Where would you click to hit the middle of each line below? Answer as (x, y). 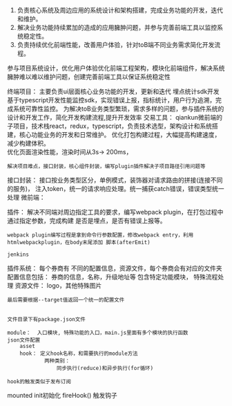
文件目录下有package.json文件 (47, 320)
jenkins (18, 255)
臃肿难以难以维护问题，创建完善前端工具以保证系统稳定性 (89, 77)
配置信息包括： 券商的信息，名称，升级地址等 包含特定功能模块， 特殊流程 (113, 277)
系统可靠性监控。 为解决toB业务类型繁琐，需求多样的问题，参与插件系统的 (118, 109)
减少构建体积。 (28, 143)
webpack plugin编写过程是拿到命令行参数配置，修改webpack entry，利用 (100, 235)
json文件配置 (24, 340)
